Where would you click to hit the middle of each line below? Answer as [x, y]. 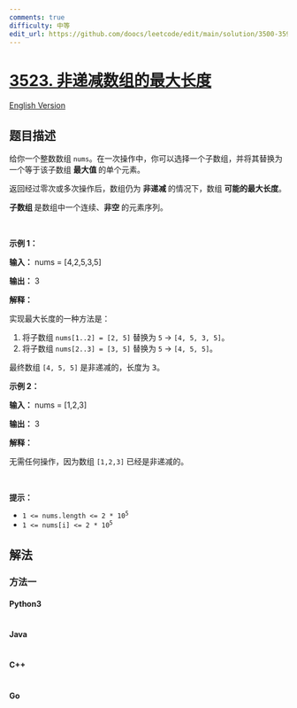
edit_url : [27, 34]
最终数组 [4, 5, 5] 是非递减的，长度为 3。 [87, 368]
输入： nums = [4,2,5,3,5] [55, 262]
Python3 [25, 604]
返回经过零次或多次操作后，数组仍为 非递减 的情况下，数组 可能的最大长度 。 [148, 189]
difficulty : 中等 [40, 26]
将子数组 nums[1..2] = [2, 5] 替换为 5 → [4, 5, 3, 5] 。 [126, 338]
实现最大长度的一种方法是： [60, 319]
